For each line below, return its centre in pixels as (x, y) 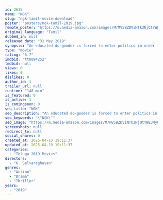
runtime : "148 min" (25, 91)
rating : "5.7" (19, 55)
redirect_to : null (24, 132)
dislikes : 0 (17, 77)
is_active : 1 (18, 100)
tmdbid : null (18, 64)
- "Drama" (19, 177)
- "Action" (20, 172)
